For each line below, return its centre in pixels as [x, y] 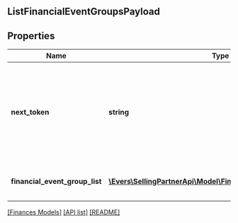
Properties [31, 36]
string [119, 112]
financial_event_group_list [56, 182]
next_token [30, 112]
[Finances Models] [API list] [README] [64, 212]
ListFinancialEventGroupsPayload [84, 12]
